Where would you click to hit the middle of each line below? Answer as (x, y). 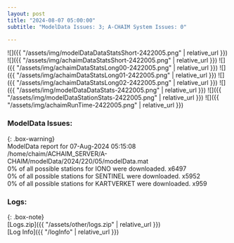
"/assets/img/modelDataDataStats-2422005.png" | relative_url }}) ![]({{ (119, 90)
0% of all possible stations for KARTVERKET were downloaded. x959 (107, 183)
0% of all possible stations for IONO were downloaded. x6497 (97, 169)
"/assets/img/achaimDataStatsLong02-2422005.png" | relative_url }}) (117, 83)
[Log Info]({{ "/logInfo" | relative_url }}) (63, 232)
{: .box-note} (26, 217)
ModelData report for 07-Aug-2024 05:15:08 (72, 146)
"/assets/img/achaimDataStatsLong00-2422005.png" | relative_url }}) (117, 68)
